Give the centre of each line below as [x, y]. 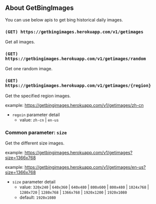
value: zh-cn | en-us [39, 120]
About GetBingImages [40, 8]
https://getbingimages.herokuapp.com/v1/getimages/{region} [78, 86]
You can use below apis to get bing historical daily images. [64, 20]
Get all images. [20, 42]
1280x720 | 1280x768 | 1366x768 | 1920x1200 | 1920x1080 [73, 192]
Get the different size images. [35, 143]
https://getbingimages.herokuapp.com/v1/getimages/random [76, 59]
